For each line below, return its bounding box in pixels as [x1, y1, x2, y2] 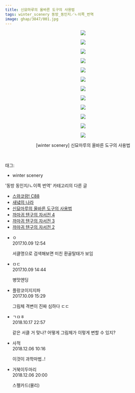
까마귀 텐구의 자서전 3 [12, 218, 55, 224]
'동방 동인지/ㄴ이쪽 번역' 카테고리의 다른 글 [5, 183, 88, 189]
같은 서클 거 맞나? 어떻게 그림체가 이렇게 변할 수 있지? [12, 329, 116, 335]
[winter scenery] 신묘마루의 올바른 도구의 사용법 [36, 142, 131, 148]
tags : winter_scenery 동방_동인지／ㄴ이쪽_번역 [5, 12, 94, 17]
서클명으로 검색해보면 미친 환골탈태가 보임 [12, 251, 93, 257]
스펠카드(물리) [12, 383, 40, 389]
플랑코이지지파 [12, 287, 41, 293]
